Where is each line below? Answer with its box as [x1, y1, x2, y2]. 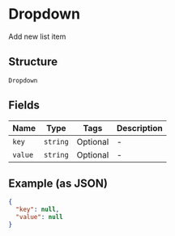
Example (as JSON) [8, 176, 108, 190]
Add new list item [8, 32, 66, 41]
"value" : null [15, 213, 63, 221]
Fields [8, 99, 41, 112]
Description [116, 122, 164, 133]
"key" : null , [15, 205, 60, 214]
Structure [8, 55, 58, 69]
